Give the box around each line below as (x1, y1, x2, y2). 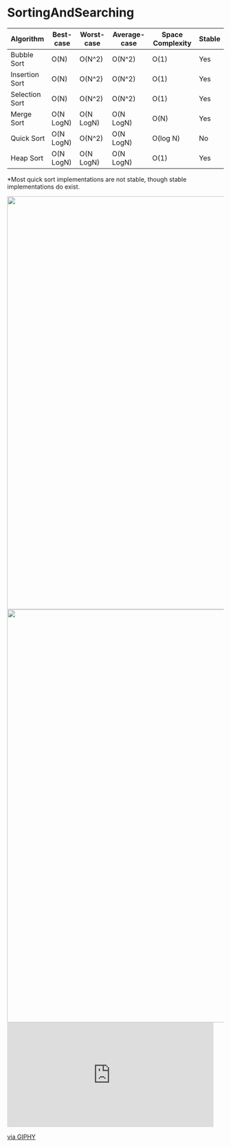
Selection (10, 90, 41, 99)
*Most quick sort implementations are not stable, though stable (7, 175, 187, 183)
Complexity (153, 38, 192, 48)
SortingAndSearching (7, 5, 135, 21)
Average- (112, 30, 146, 39)
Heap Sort (10, 153, 43, 162)
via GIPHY (7, 1133, 36, 1141)
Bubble (10, 50, 34, 59)
